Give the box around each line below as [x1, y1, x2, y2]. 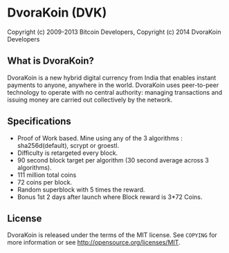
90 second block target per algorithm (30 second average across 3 [17, 156, 209, 164]
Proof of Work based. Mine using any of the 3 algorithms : [17, 133, 183, 142]
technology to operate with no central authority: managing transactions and [7, 88, 223, 96]
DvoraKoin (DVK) [7, 5, 107, 21]
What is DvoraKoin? [7, 55, 95, 67]
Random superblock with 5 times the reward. [17, 185, 145, 194]
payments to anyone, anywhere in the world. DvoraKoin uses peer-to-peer [7, 81, 219, 89]
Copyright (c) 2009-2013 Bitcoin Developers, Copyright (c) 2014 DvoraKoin [7, 28, 221, 36]
